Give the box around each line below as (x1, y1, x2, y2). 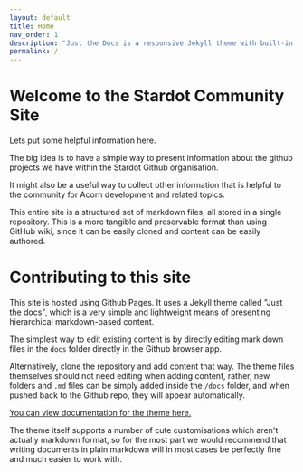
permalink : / (9, 47, 59, 56)
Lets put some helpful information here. (9, 135, 156, 146)
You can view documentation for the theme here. (9, 408, 192, 418)
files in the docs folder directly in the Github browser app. (9, 344, 223, 354)
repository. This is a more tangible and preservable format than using (9, 216, 267, 227)
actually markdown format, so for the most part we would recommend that (9, 435, 287, 445)
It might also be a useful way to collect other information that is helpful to (9, 180, 282, 191)
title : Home (9, 22, 54, 31)
